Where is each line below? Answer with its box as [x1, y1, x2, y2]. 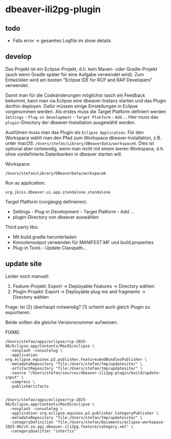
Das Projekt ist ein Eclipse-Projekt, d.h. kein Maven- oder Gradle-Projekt [5, 65, 157, 72]
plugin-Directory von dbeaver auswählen [12, 214, 99, 220]
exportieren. [5, 309, 31, 315]
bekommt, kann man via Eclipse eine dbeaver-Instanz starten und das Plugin [5, 97, 166, 103]
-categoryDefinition [10, 420, 54, 425]
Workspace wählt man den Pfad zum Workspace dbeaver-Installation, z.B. [5, 135, 162, 141]
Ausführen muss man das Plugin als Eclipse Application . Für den [5, 129, 144, 135]
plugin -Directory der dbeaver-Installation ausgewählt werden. [5, 119, 136, 125]
